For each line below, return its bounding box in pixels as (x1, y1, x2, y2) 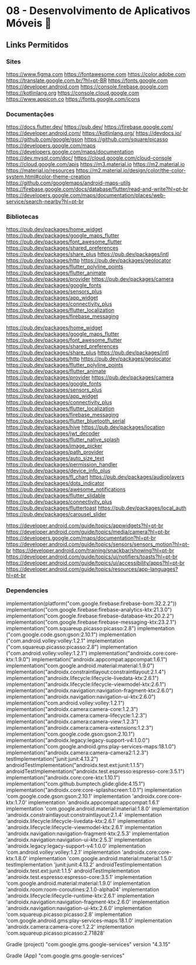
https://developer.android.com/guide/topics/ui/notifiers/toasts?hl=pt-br (6, 553, 178, 560)
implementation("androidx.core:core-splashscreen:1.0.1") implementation (6, 786, 183, 794)
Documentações (6, 110, 54, 118)
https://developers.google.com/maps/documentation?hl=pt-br (6, 534, 156, 542)
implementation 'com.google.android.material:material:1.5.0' (29, 854, 174, 861)
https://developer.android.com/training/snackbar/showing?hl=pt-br (12, 547, 174, 554)
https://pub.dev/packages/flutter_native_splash (6, 436, 120, 443)
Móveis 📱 (6, 16, 51, 30)
